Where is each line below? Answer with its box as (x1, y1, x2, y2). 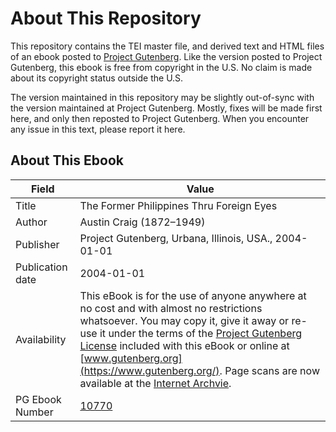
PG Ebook (15, 392, 62, 406)
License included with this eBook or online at (79, 338, 290, 352)
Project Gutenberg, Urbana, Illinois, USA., (79, 231, 273, 245)
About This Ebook (10, 152, 124, 169)
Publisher (15, 237, 60, 251)
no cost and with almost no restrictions (79, 301, 263, 315)
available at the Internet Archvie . (79, 376, 232, 390)
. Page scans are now (219, 363, 320, 377)
